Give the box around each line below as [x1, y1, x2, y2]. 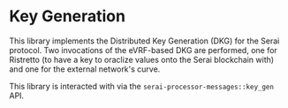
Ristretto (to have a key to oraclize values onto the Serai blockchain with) [9, 54, 275, 65]
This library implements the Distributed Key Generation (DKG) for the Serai [9, 35, 280, 46]
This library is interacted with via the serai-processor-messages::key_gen [9, 81, 274, 91]
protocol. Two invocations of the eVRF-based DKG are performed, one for [9, 44, 278, 55]
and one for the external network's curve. [9, 64, 161, 74]
